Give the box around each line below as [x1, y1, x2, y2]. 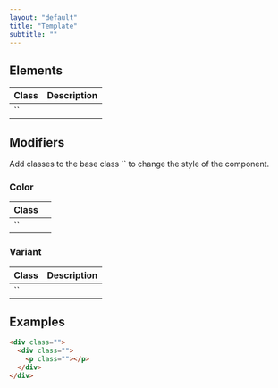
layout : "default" [9, 13, 78, 22]
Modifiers [9, 135, 65, 150]
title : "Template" [9, 21, 78, 30]
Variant [9, 246, 42, 258]
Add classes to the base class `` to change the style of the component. [9, 158, 270, 169]
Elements [9, 63, 63, 78]
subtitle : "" [9, 30, 58, 38]
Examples [9, 314, 65, 329]
